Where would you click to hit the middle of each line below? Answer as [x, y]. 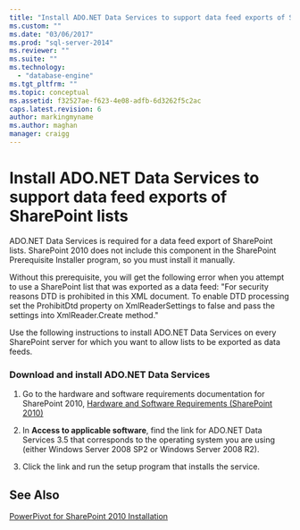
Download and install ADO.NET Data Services [110, 374]
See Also [34, 495]
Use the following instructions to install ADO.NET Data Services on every [143, 332]
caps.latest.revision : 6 [55, 109]
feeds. [21, 351]
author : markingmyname [51, 117]
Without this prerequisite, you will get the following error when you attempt [147, 277]
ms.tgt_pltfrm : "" [43, 84]
